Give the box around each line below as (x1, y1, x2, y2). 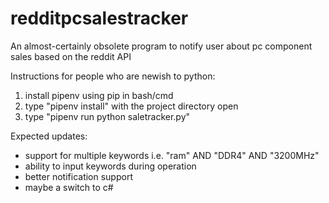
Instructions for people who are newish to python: (10, 70, 216, 82)
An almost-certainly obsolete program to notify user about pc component (10, 40, 313, 52)
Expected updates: (10, 130, 88, 142)
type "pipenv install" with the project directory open (24, 100, 239, 112)
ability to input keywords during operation (24, 160, 197, 172)
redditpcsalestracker (10, 7, 189, 30)
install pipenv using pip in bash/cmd (24, 89, 174, 101)
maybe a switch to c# (24, 181, 114, 193)
